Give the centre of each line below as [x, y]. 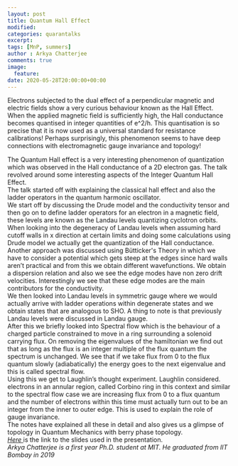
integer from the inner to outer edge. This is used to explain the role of [110, 410]
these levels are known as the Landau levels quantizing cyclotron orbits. [113, 220]
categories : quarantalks [44, 34]
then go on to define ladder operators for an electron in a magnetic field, [113, 213]
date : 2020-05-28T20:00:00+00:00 [57, 80]
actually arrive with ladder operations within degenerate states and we [110, 304]
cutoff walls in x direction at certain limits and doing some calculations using [119, 235]
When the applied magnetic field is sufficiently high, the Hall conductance [115, 115]
